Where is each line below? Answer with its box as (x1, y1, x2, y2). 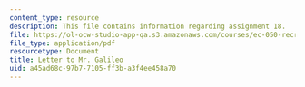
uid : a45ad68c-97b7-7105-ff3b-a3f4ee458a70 (9, 64, 177, 73)
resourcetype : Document (9, 47, 100, 56)
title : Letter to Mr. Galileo (9, 55, 124, 64)
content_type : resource (9, 13, 100, 23)
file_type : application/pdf (9, 38, 116, 48)
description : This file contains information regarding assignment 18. (9, 22, 286, 31)
